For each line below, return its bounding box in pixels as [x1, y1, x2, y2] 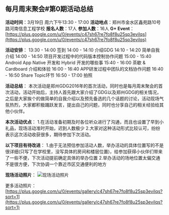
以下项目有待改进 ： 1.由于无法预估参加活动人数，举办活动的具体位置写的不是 [5, 142, 164, 148]
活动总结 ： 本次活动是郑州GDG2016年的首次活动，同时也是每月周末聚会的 [5, 83, 158, 89]
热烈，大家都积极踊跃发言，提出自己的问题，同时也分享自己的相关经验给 [9, 101, 159, 107]
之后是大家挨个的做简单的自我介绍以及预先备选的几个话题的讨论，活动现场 [5, 95, 159, 101]
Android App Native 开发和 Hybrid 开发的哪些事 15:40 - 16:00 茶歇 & [5, 60, 146, 66]
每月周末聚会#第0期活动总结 [5, 5, 94, 14]
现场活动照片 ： [5, 172, 36, 178]
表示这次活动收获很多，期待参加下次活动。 [5, 131, 94, 137]
